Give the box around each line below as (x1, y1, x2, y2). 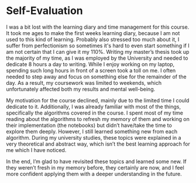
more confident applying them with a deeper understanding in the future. (6, 170, 183, 177)
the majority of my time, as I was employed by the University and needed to (6, 54, 188, 61)
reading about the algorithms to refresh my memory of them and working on (6, 115, 190, 122)
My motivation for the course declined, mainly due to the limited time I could (6, 96, 190, 103)
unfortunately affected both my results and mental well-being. (6, 85, 156, 92)
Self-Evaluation (6, 4, 83, 18)
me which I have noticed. (6, 146, 67, 153)
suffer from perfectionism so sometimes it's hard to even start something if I (6, 42, 190, 49)
